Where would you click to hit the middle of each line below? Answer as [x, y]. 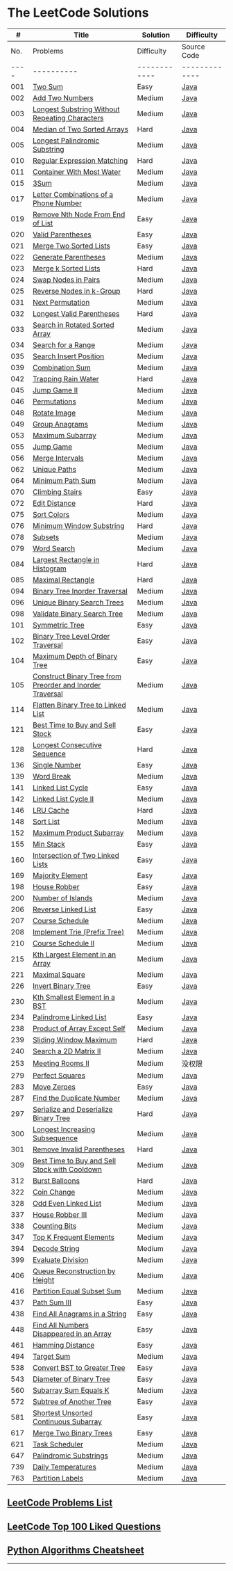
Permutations [54, 401]
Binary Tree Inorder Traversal [80, 591]
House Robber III [60, 1214]
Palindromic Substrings [70, 1456]
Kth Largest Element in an [74, 955]
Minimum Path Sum [64, 480]
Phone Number [57, 203]
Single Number [57, 765]
